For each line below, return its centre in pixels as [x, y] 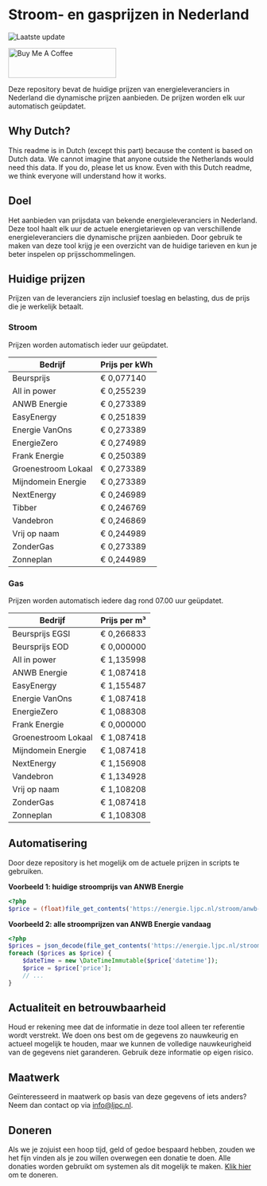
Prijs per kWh [127, 364]
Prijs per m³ [124, 620]
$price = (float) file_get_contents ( [69, 908]
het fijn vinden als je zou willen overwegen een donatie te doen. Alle [120, 1158]
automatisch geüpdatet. [47, 106]
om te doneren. [33, 1175]
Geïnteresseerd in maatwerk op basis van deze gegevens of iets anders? [128, 1097]
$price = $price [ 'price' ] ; [67, 968]
